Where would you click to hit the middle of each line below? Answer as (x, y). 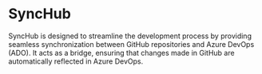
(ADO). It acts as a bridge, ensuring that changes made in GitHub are (121, 53)
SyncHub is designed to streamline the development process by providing (130, 36)
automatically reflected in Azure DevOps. (76, 61)
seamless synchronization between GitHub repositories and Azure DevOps (131, 44)
